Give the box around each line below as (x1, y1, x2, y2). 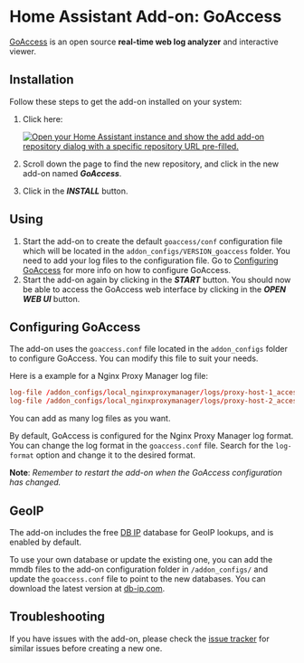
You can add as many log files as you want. (9, 413, 171, 424)
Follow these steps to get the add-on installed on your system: (9, 96, 242, 107)
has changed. (9, 477, 62, 488)
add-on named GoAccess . (22, 167, 122, 178)
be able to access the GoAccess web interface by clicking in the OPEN (22, 283, 287, 295)
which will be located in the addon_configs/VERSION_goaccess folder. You (22, 245, 291, 256)
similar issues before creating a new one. (9, 642, 163, 653)
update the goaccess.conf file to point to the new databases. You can (9, 573, 266, 584)
